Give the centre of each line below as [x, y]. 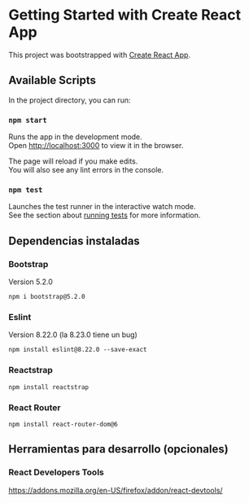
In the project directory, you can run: [70, 100]
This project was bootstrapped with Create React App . [100, 55]
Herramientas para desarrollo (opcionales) [119, 449]
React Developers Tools [56, 472]
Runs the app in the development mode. [75, 137]
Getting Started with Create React [125, 15]
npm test [26, 190]
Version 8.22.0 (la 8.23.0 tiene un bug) [73, 335]
